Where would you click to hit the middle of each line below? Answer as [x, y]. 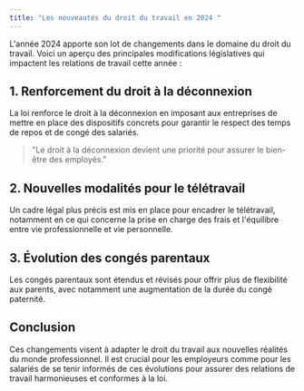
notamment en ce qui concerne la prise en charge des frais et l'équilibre [144, 220]
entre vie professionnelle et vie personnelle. [92, 230]
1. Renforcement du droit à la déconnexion [131, 92]
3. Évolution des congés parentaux [110, 258]
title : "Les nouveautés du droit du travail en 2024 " [115, 18]
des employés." [78, 160]
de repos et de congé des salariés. [74, 132]
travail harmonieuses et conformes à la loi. [89, 378]
